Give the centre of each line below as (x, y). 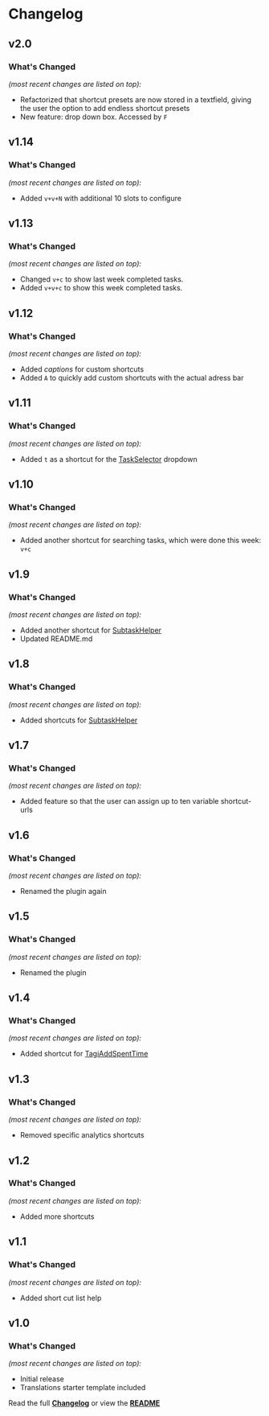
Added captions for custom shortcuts (82, 369)
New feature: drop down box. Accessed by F (94, 117)
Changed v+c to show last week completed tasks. (102, 279)
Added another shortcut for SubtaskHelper (91, 630)
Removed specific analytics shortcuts (82, 1135)
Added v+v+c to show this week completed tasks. (101, 288)
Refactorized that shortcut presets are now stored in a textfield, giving (135, 99)
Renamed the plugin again (63, 891)
